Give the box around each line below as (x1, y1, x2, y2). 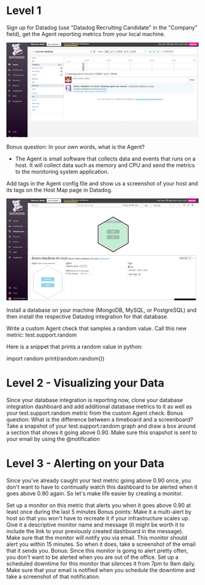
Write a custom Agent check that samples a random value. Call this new (6, 325, 187, 332)
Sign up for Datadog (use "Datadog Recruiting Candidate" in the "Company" (6, 24, 198, 31)
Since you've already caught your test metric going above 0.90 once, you (6, 476, 191, 484)
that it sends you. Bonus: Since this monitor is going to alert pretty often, (6, 547, 189, 554)
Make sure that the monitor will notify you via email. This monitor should (6, 534, 187, 541)
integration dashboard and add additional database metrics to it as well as (6, 403, 192, 410)
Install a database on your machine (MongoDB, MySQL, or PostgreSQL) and (6, 306, 197, 314)
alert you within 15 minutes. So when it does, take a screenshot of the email (6, 540, 196, 548)
